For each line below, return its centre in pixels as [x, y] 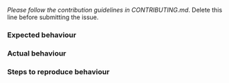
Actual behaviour [37, 53]
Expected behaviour [42, 35]
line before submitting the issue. [53, 17]
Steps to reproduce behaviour [58, 71]
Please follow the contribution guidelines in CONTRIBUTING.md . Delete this [115, 10]
